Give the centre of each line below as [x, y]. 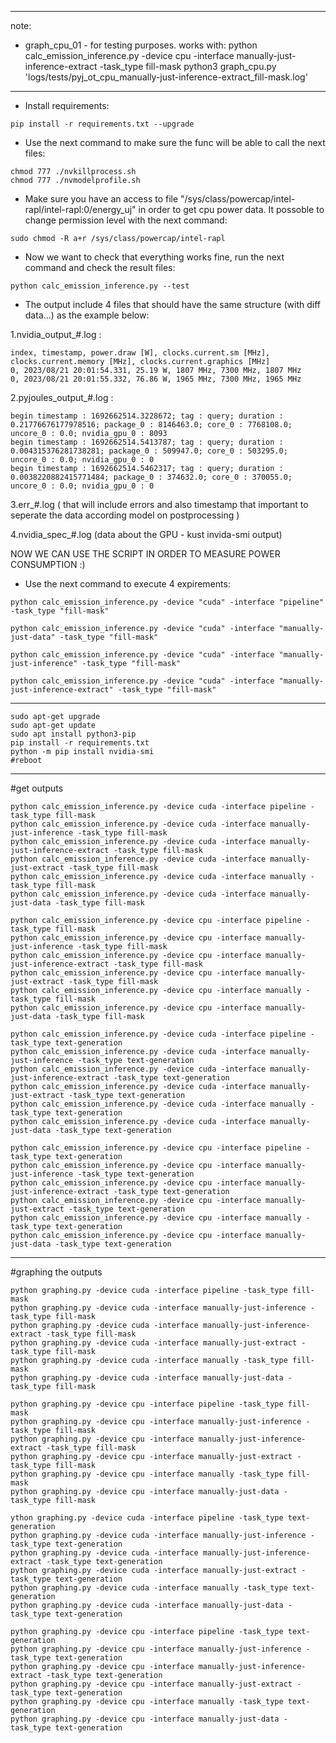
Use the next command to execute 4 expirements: [127, 584]
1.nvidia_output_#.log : [56, 334]
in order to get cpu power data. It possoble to [231, 209]
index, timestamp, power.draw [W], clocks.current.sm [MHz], [140, 353]
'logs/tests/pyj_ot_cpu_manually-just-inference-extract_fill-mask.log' [166, 77]
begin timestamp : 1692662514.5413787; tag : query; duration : [147, 442]
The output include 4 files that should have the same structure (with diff [172, 304]
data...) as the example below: [87, 315]
